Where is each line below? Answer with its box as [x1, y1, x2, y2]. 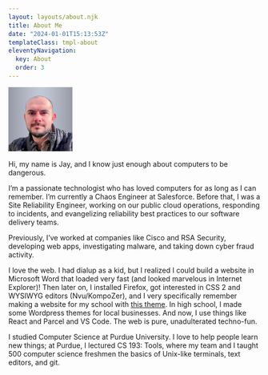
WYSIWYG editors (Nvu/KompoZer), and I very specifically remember [8, 291, 238, 300]
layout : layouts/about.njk [8, 13, 98, 21]
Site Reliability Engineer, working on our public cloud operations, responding [8, 200, 260, 210]
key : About [15, 55, 52, 63]
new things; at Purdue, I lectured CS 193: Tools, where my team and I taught [8, 341, 258, 350]
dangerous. [8, 167, 46, 177]
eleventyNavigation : [8, 46, 78, 55]
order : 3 [15, 64, 45, 72]
